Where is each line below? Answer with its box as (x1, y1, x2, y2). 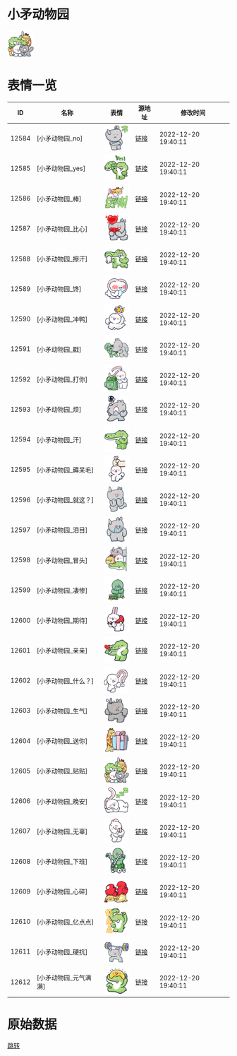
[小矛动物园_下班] (36, 858, 88, 866)
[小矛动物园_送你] (36, 737, 88, 745)
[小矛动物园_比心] (36, 224, 88, 233)
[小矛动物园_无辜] (36, 827, 88, 836)
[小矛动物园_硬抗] (36, 947, 88, 956)
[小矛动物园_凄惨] (36, 586, 88, 594)
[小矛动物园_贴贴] (36, 767, 88, 776)
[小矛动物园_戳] (36, 345, 82, 353)
